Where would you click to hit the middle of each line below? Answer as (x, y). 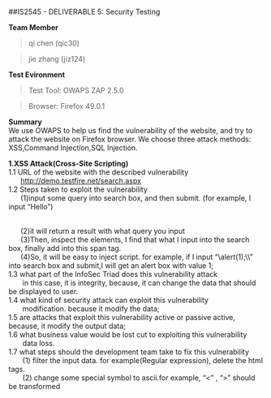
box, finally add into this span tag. (65, 248)
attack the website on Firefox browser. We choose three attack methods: (130, 139)
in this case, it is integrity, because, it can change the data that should (139, 283)
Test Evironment (37, 75)
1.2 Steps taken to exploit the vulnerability (78, 189)
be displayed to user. (43, 291)
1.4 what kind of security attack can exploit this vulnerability (109, 300)
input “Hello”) (31, 207)
